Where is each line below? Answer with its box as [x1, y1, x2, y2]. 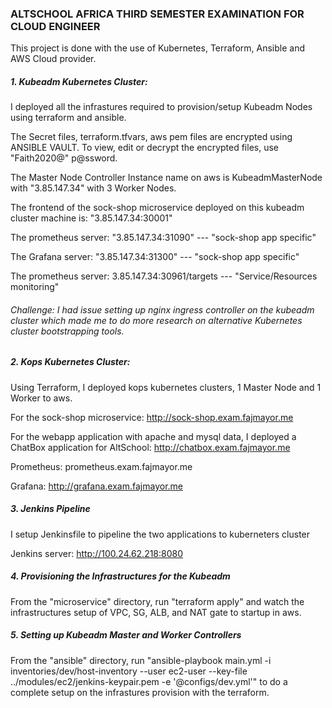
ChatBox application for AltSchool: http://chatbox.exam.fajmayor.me [10, 441, 291, 453]
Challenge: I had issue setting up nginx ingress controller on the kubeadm [10, 303, 315, 316]
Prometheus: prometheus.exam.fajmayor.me [10, 460, 193, 472]
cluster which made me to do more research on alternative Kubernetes [10, 314, 303, 326]
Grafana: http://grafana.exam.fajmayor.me [10, 480, 183, 492]
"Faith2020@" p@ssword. [10, 152, 118, 164]
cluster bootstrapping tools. [10, 325, 125, 337]
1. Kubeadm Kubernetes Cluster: [10, 75, 148, 87]
